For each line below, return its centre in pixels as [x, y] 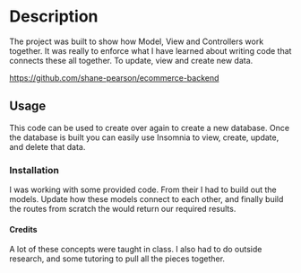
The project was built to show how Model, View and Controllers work [137, 41]
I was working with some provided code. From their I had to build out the [143, 189]
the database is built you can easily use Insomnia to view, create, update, [144, 137]
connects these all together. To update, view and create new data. [131, 60]
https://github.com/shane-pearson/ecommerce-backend [114, 77]
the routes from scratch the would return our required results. [123, 209]
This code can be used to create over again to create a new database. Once [149, 128]
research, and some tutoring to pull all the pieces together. [117, 259]
